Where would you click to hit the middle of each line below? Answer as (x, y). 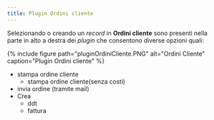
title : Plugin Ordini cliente (50, 13)
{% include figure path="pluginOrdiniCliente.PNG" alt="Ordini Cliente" (106, 53)
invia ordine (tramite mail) (53, 88)
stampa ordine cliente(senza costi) (76, 81)
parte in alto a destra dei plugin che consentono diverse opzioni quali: (106, 40)
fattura (37, 110)
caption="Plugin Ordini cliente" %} (56, 61)
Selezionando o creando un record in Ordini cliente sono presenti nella (107, 33)
